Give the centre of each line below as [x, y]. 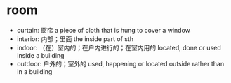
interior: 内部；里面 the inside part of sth [75, 39]
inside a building [40, 55]
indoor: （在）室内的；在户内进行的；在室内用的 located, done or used [119, 47]
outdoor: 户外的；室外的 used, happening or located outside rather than [120, 63]
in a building [34, 71]
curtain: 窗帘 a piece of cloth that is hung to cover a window [104, 30]
